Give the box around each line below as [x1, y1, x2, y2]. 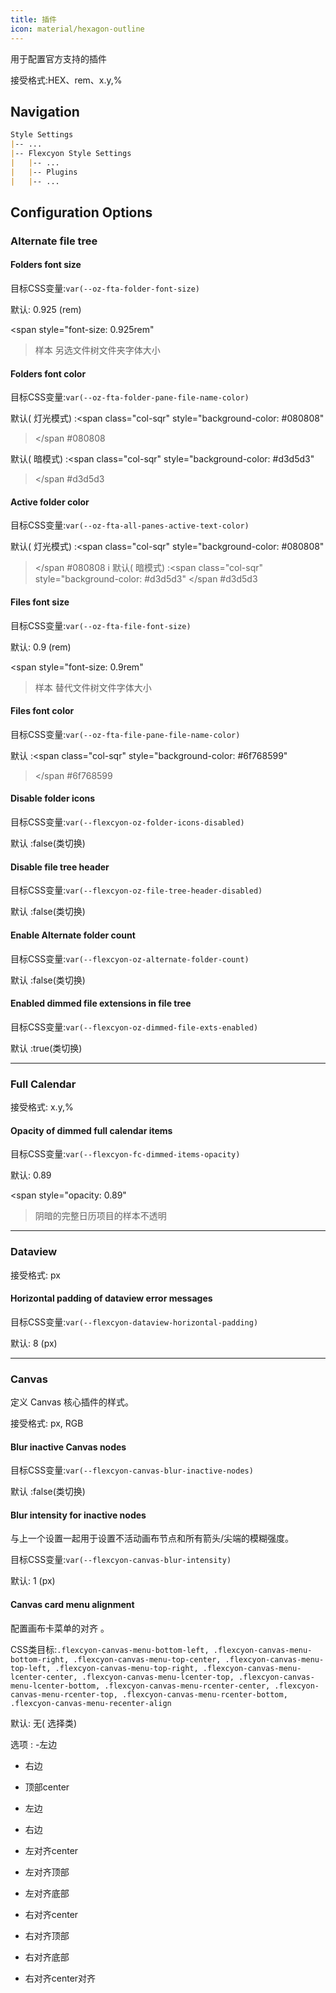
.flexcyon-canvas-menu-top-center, [73, 1654, 222, 1665]
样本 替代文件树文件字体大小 [34, 681, 152, 693]
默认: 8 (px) [10, 1337, 58, 1349]
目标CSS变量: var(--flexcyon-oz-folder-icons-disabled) [10, 816, 245, 828]
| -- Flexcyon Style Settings [10, 149, 132, 159]
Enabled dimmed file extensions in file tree [10, 997, 192, 1010]
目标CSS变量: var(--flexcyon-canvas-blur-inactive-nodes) [10, 1464, 254, 1476]
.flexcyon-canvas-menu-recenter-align [10, 1698, 172, 1708]
